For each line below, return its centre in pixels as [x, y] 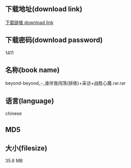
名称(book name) [32, 70]
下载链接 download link [29, 22]
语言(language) [30, 101]
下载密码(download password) [54, 40]
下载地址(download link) [44, 9]
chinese [13, 113]
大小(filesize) [26, 148]
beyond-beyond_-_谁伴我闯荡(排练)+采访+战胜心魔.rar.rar [65, 83]
